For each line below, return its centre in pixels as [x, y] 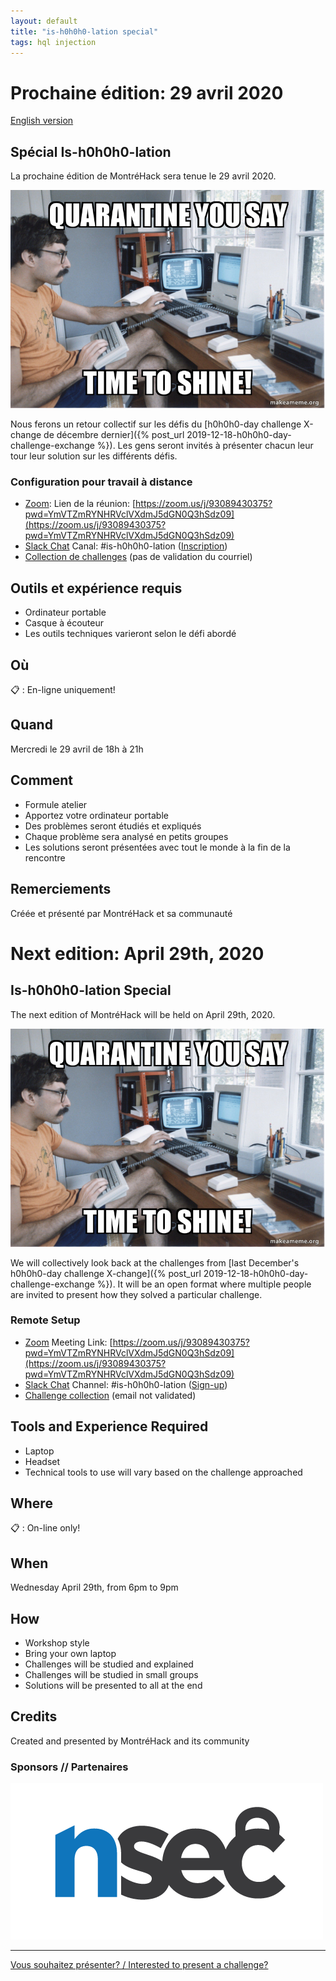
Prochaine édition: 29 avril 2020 [147, 92]
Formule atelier [56, 804]
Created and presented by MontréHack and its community [130, 1741]
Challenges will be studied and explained [109, 1664]
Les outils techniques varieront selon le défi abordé [130, 634]
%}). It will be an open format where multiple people [204, 1284]
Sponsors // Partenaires [69, 1767]
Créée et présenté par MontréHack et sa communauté [121, 913]
